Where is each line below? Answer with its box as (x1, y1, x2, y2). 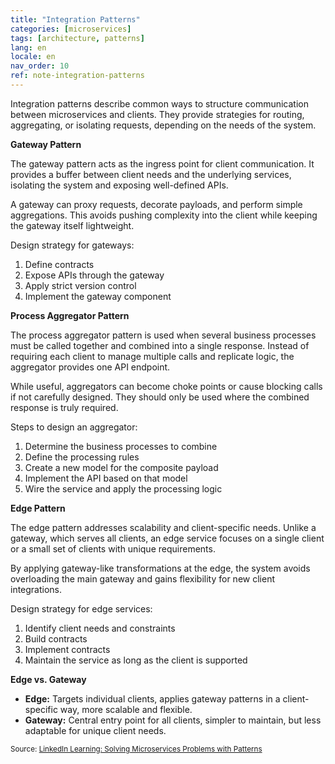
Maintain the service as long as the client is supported (24, 654, 248, 666)
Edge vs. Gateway (10, 673, 87, 685)
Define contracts (24, 258, 95, 270)
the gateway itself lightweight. (10, 219, 135, 231)
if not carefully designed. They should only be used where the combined (10, 391, 310, 403)
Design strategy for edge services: (10, 602, 153, 615)
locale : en (10, 52, 56, 62)
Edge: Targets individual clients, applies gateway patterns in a (24, 692, 281, 705)
